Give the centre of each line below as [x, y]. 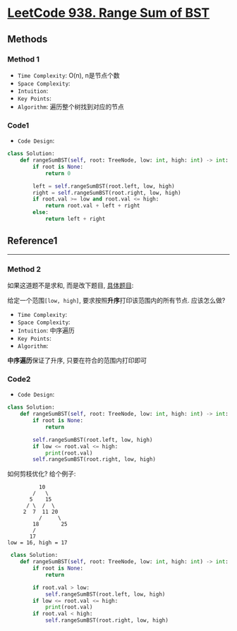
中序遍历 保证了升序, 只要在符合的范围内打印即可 [77, 361]
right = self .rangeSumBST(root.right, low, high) [107, 193]
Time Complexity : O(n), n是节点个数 [68, 75]
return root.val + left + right [92, 206]
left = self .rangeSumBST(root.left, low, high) [104, 186]
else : [41, 212]
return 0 [58, 173]
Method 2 [24, 269]
